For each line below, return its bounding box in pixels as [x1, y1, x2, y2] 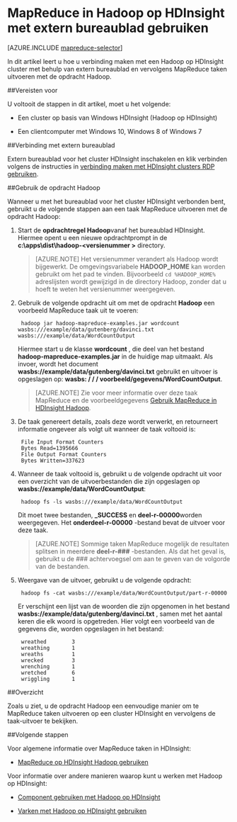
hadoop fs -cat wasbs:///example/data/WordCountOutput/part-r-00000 [21, 590, 228, 597]
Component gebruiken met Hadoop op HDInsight [17, 792, 161, 801]
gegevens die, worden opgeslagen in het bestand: [17, 624, 164, 633]
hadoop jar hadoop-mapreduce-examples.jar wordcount [21, 320, 180, 327]
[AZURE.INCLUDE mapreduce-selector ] [7, 43, 123, 52]
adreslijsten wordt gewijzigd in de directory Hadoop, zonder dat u [35, 277, 226, 286]
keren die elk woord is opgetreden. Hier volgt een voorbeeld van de [17, 616, 215, 625]
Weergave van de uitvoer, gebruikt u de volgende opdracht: [17, 575, 192, 584]
